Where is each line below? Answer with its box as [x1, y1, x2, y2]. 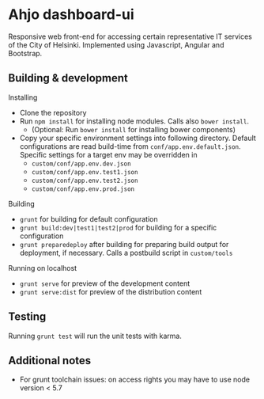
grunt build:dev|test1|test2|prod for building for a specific [19, 222, 217, 232]
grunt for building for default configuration [19, 214, 158, 223]
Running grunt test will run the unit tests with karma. [8, 331, 182, 340]
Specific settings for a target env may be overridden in [19, 150, 198, 159]
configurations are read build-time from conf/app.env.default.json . [19, 141, 241, 151]
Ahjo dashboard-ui [8, 6, 134, 24]
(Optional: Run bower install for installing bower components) [31, 124, 236, 134]
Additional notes [8, 354, 92, 367]
